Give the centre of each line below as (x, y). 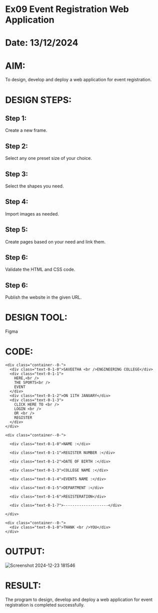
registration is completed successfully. (45, 604)
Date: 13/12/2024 (42, 43)
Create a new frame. (26, 130)
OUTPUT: (25, 552)
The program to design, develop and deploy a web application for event (79, 599)
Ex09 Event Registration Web (67, 9)
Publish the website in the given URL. (43, 297)
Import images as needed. (32, 214)
